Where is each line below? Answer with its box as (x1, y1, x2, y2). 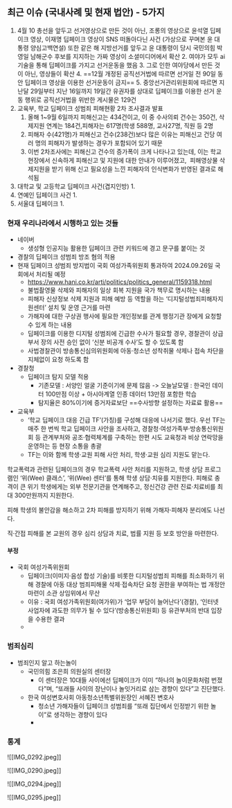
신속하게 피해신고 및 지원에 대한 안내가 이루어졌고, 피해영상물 (51, 156, 218, 164)
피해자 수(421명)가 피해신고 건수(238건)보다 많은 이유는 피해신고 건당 (27, 130, 215, 138)
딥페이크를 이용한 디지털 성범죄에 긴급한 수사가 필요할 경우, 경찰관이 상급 (27, 330, 224, 338)
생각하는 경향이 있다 (53, 710, 108, 719)
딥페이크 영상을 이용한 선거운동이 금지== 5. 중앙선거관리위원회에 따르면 (24, 78, 218, 87)
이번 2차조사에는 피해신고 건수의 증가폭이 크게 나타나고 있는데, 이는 (27, 147, 209, 156)
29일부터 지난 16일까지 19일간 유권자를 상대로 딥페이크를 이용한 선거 (30, 87, 215, 95)
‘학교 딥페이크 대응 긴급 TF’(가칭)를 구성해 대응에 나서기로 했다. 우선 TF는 (27, 416, 226, 424)
